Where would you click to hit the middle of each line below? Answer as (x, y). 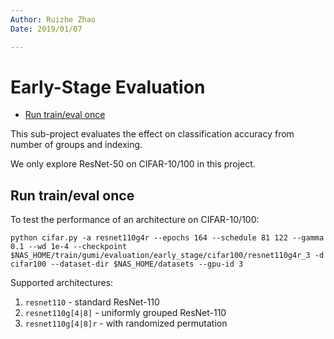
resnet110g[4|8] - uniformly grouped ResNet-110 (125, 313)
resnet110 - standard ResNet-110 (92, 302)
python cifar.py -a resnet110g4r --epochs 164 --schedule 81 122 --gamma (167, 238)
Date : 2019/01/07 (46, 29)
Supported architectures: (62, 283)
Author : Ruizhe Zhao (53, 19)
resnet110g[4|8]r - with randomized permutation (126, 323)
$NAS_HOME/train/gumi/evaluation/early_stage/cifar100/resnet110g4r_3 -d (167, 256)
